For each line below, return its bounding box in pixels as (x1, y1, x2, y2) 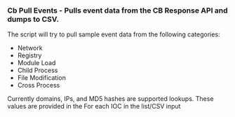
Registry (17, 51, 42, 60)
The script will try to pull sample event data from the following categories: (7, 30, 220, 39)
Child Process (17, 66, 58, 75)
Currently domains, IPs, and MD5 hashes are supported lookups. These (7, 95, 214, 103)
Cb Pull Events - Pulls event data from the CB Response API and (7, 6, 228, 15)
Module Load (17, 59, 56, 67)
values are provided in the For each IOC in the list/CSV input (7, 102, 181, 111)
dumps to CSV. (7, 14, 60, 24)
